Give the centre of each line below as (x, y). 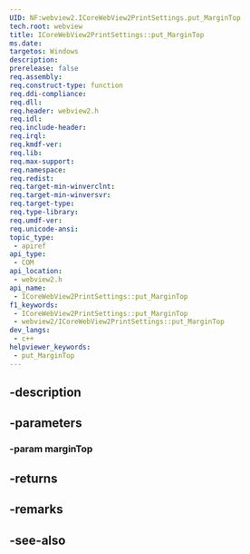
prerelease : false (44, 69)
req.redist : (32, 178)
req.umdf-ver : (36, 220)
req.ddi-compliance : (48, 94)
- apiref (30, 246)
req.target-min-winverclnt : (62, 187)
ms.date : (26, 43)
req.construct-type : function (67, 85)
